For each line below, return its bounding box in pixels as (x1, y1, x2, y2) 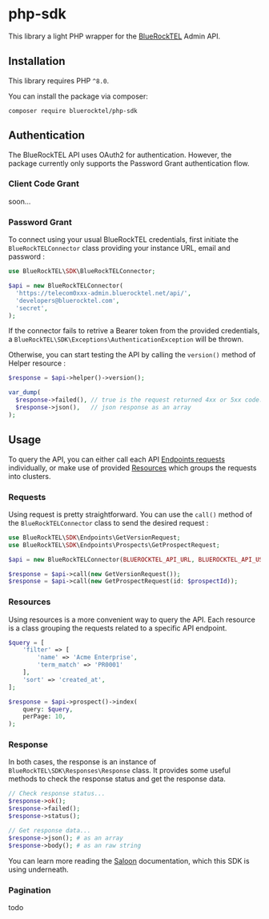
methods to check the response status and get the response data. (8, 774, 226, 784)
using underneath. (8, 865, 69, 874)
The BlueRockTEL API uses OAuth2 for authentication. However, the (8, 150, 232, 159)
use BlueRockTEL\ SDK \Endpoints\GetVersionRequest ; (8, 534, 181, 542)
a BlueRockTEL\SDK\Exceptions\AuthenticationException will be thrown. (8, 334, 244, 345)
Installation (8, 54, 66, 68)
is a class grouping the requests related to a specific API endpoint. (8, 623, 227, 633)
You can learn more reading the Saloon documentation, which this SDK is (8, 856, 250, 865)
